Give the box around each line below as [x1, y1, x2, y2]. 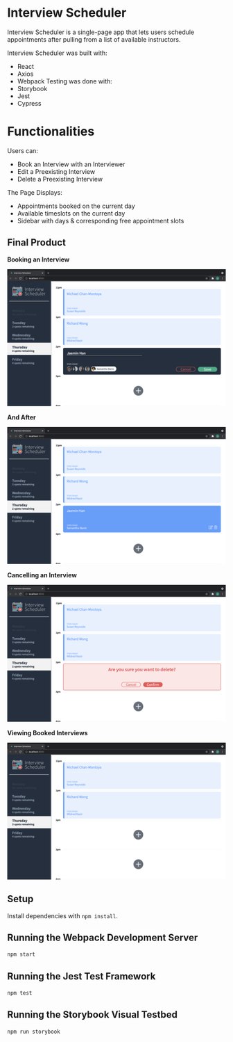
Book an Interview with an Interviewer [17, 160, 126, 168]
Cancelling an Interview [7, 570, 78, 579]
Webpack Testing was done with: [17, 77, 112, 85]
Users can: [7, 146, 38, 154]
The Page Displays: [7, 188, 62, 196]
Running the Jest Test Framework [7, 970, 156, 982]
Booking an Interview [7, 255, 70, 264]
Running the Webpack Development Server [7, 931, 198, 943]
